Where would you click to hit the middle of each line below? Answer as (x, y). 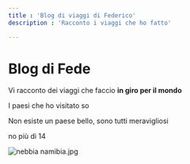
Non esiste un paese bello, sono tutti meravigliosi (88, 121)
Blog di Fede (49, 69)
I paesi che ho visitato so (49, 106)
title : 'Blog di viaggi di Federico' (72, 15)
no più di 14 (27, 136)
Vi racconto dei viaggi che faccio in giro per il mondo (95, 91)
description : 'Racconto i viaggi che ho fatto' (90, 23)
